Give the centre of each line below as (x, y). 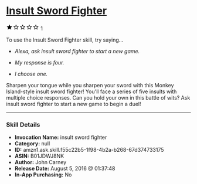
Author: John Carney (40, 162)
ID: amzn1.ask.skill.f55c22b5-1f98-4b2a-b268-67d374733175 (89, 150)
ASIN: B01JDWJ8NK (39, 156)
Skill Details (23, 124)
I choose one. (31, 74)
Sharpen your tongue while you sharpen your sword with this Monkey (90, 85)
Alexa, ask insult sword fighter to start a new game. (77, 51)
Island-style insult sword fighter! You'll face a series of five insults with (91, 91)
